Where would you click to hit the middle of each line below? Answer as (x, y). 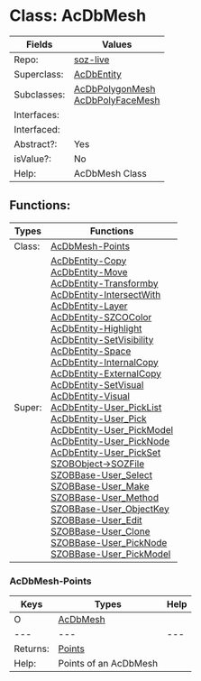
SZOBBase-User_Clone (100, 531)
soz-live (91, 60)
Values (117, 44)
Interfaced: (37, 129)
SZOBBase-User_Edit (96, 520)
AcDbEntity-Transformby (105, 283)
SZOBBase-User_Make (100, 486)
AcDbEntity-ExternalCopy (106, 373)
